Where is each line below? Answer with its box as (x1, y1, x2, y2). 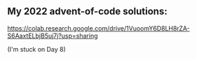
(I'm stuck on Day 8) (7, 45, 67, 53)
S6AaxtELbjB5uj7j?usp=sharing (7, 31, 98, 40)
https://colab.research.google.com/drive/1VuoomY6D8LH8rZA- (7, 24, 191, 32)
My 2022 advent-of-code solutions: (7, 6, 168, 17)
